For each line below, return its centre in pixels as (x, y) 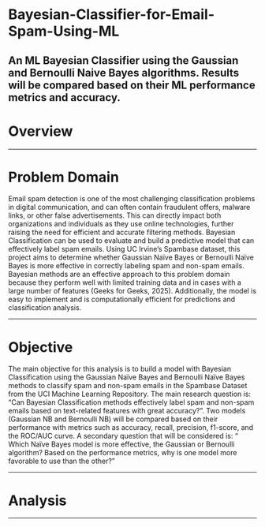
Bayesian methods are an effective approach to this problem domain (119, 275)
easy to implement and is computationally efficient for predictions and (122, 299)
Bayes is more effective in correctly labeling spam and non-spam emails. (126, 266)
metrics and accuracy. (64, 97)
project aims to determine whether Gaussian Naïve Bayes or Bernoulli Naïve (131, 257)
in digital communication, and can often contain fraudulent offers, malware (129, 207)
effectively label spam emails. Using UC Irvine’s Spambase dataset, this (124, 249)
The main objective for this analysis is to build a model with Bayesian (119, 369)
